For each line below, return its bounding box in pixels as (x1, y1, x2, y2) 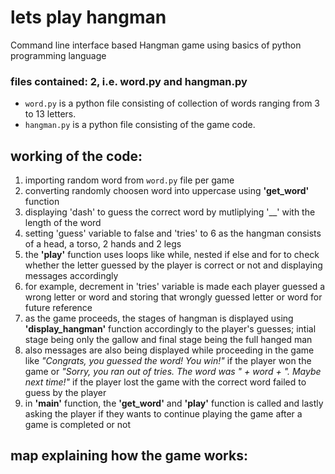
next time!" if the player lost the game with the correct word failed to (24, 376, 307, 388)
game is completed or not (24, 419, 132, 431)
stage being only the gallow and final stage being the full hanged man (24, 334, 313, 346)
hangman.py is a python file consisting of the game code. (24, 119, 256, 131)
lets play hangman (10, 6, 167, 29)
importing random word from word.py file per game (24, 174, 235, 186)
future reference (24, 302, 93, 314)
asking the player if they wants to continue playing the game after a (24, 408, 303, 420)
